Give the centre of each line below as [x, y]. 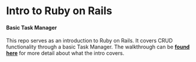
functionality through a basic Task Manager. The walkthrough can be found [98, 47]
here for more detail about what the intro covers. [65, 53]
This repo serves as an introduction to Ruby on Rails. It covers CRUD [89, 41]
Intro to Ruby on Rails [59, 11]
